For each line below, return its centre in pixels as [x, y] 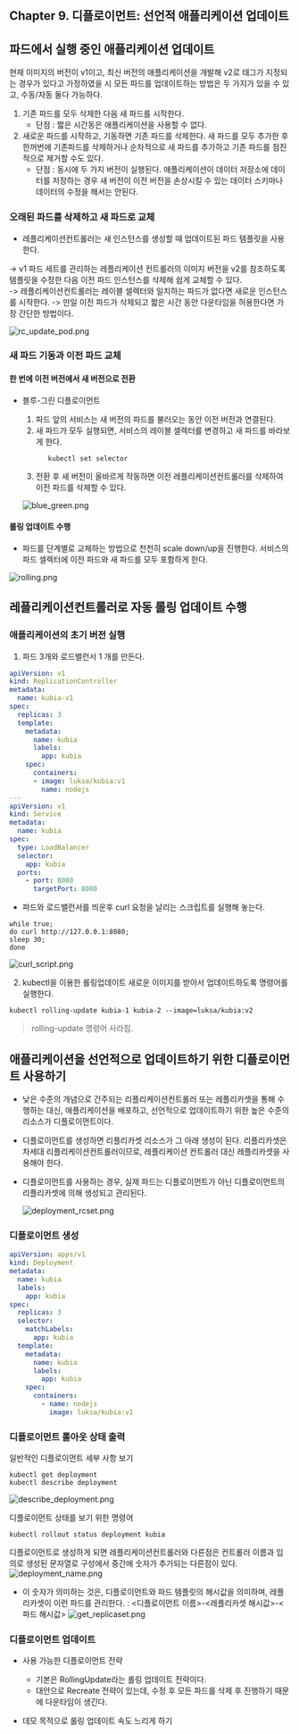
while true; [31, 924]
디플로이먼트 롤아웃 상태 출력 [67, 1437]
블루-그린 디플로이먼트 [61, 400]
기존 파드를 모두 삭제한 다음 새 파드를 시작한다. [103, 113]
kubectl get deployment [54, 1475]
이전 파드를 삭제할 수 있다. [81, 487]
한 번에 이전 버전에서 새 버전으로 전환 [72, 379]
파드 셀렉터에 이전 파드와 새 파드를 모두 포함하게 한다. [115, 559]
